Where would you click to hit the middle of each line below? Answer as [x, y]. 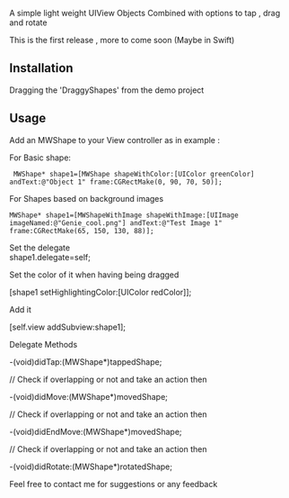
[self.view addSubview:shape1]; [68, 327]
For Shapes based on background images [87, 198]
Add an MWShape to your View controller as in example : [114, 140]
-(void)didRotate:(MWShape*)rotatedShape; [91, 466]
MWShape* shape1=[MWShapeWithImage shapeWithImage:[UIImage [124, 215]
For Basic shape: [40, 158]
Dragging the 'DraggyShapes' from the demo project [107, 90]
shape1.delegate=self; [50, 257]
